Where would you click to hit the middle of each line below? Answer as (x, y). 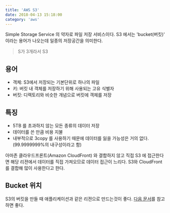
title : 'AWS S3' (22, 10)
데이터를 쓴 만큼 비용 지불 (38, 132)
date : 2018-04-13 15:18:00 (34, 15)
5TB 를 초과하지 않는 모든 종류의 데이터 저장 (56, 126)
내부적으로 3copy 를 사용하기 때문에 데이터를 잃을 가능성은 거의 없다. (81, 138)
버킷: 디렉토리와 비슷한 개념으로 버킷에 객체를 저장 (62, 95)
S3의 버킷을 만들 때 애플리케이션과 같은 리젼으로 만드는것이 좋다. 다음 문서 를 (80, 199)
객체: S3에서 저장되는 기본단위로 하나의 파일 (56, 82)
